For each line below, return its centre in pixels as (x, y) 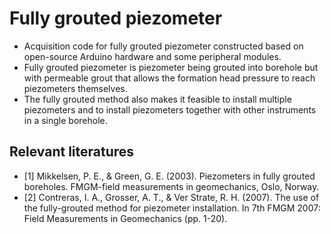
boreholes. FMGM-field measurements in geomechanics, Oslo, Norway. (171, 186)
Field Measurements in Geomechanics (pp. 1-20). (125, 218)
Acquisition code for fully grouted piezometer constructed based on (163, 46)
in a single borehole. (65, 120)
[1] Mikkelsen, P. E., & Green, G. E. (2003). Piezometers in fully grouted (169, 176)
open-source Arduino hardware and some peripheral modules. (152, 56)
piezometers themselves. (75, 88)
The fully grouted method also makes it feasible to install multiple (157, 99)
